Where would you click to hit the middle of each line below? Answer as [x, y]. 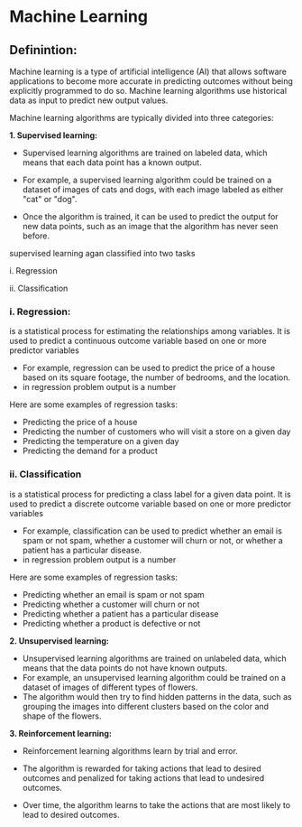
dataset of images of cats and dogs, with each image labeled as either [153, 190]
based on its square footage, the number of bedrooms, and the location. [156, 377]
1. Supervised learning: [54, 135]
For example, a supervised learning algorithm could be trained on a [147, 180]
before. [36, 236]
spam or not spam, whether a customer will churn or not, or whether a [153, 540]
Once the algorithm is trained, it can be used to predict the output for [150, 217]
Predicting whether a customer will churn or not [111, 604]
